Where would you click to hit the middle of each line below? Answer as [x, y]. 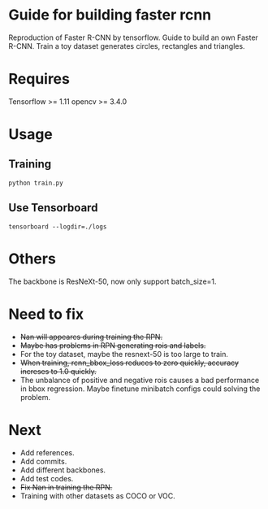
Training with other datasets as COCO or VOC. [98, 496]
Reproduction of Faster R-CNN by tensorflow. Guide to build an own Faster [133, 37]
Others [32, 259]
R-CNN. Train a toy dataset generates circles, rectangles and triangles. [127, 46]
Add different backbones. [63, 470]
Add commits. [43, 461]
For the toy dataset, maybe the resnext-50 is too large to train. [124, 354]
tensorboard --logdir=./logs [58, 226]
